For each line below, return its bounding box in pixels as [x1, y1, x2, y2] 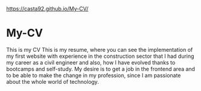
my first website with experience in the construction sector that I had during [6, 52, 194, 60]
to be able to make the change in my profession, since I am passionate [6, 72, 181, 79]
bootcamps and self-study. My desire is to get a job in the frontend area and [6, 65, 196, 72]
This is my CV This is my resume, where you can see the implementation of [6, 46, 193, 53]
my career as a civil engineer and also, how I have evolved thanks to [6, 58, 176, 66]
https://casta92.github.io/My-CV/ [6, 5, 88, 12]
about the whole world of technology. [6, 78, 99, 85]
